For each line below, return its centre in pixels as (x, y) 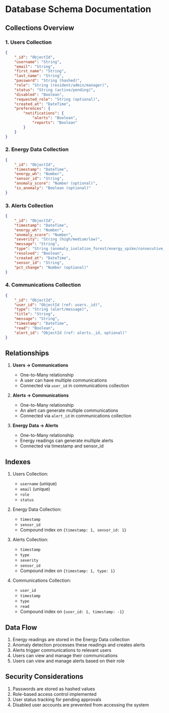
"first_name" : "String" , (40, 71)
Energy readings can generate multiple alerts (67, 440)
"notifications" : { (44, 113)
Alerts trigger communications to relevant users (62, 650)
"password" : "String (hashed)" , (48, 81)
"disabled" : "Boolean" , (39, 95)
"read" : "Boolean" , (35, 328)
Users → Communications (40, 365)
